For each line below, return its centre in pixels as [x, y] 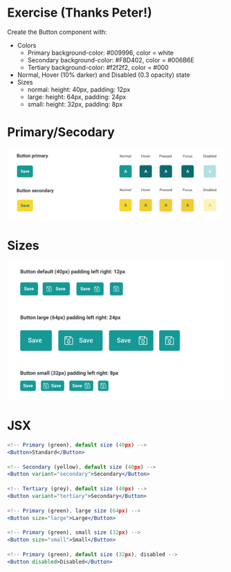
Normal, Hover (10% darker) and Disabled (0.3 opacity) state [103, 75]
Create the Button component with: [57, 32]
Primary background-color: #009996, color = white [101, 53]
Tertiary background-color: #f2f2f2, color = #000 [98, 67]
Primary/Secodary [61, 132]
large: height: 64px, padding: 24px [77, 97]
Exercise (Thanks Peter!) [80, 13]
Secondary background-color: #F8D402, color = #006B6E [111, 60]
